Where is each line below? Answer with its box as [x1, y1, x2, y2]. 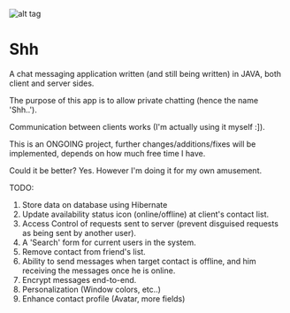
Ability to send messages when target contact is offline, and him [21, 256, 256, 266]
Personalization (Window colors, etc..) [21, 284, 162, 294]
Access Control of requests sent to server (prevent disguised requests [21, 218, 279, 229]
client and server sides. [9, 78, 95, 88]
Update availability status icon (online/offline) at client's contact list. [21, 209, 270, 219]
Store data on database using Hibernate [21, 199, 168, 210]
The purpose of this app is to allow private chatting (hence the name [9, 95, 259, 105]
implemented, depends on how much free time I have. [9, 148, 206, 158]
